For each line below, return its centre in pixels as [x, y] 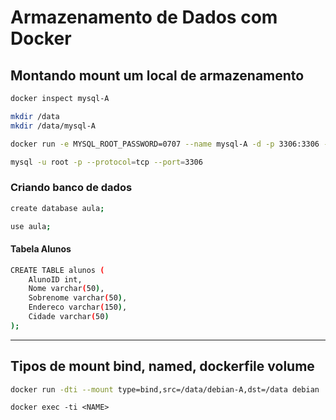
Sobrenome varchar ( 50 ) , [78, 298]
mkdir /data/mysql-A [53, 126]
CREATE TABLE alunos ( [57, 270]
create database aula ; [57, 208]
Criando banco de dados [71, 188]
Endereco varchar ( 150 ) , [78, 307]
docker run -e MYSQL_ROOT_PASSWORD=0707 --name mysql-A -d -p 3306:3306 [165, 144]
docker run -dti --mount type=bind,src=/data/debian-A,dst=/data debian [165, 389]
